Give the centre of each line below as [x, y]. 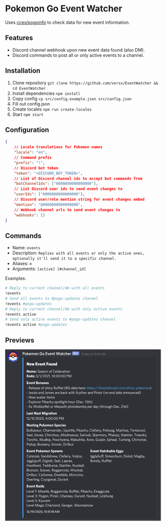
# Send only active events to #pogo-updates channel [61, 320]
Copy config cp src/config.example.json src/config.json [72, 98]
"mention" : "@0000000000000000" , [48, 205]
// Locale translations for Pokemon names [58, 147]
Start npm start [28, 114]
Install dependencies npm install [46, 93]
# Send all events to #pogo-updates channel [52, 298]
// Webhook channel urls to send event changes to [67, 210]
